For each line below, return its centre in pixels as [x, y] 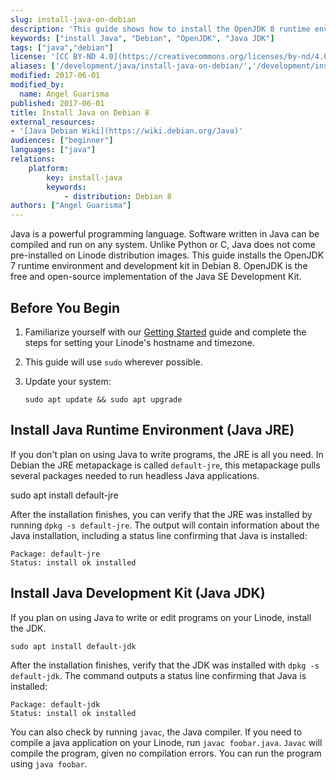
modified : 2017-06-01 [55, 76]
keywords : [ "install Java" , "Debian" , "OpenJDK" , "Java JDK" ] [142, 38]
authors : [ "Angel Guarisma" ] [71, 206]
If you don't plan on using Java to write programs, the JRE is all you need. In [167, 454]
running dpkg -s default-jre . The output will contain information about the [165, 525]
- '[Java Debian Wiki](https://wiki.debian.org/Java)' [127, 131]
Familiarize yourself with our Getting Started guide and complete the [165, 332]
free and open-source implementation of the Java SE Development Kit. [156, 277]
